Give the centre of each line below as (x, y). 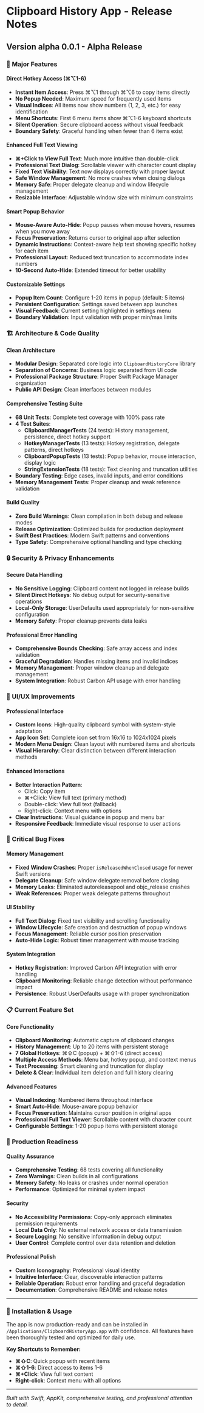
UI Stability (21, 907)
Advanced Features (32, 1086)
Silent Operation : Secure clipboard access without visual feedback (99, 124)
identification (32, 112)
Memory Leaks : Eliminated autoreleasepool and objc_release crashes (102, 887)
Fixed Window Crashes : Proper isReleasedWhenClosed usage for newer (104, 867)
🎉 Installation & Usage (39, 1311)
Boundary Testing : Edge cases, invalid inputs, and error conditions (99, 475)
